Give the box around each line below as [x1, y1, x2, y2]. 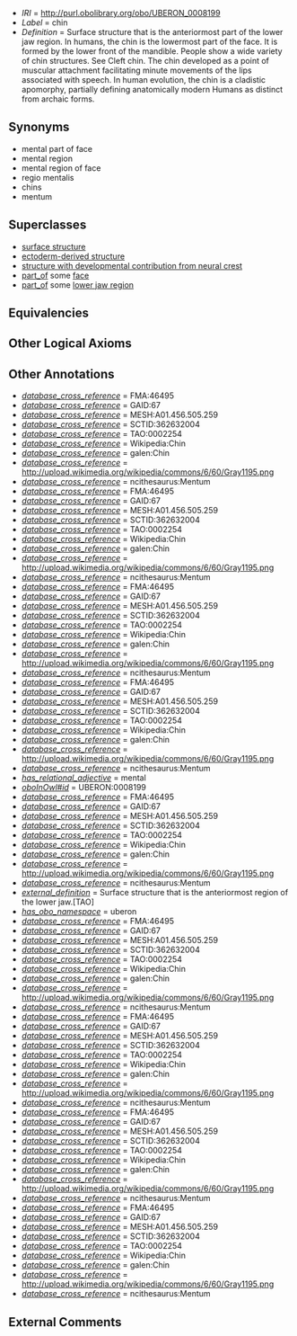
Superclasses [8, 218, 87, 233]
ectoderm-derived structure [21, 251, 126, 262]
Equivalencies [8, 306, 89, 321]
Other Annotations [8, 366, 115, 381]
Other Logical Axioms [8, 336, 132, 352]
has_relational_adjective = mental [21, 772, 147, 783]
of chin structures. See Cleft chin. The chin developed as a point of [21, 56, 270, 66]
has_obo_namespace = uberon [21, 906, 137, 917]
